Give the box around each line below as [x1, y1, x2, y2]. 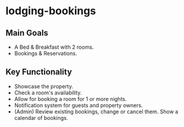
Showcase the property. [14, 82, 74, 90]
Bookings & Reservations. [14, 50, 77, 57]
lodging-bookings [5, 4, 96, 18]
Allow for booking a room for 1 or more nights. [14, 95, 127, 102]
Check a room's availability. [14, 89, 82, 96]
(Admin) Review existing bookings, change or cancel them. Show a [14, 108, 179, 115]
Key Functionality [5, 67, 72, 77]
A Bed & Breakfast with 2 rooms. [14, 43, 94, 50]
